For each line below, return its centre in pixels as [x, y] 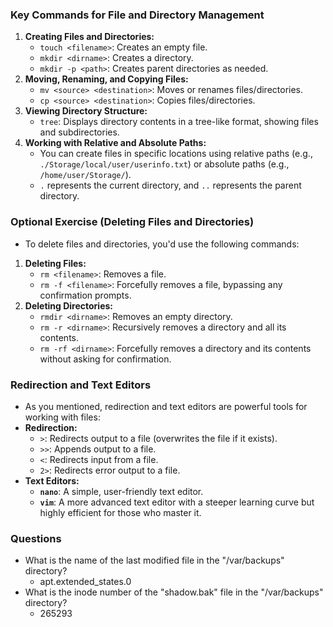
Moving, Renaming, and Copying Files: [106, 79]
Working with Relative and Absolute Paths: [115, 143]
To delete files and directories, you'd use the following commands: [162, 244]
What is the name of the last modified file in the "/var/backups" [154, 560]
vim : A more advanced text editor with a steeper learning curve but [177, 502]
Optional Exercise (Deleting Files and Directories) [132, 222]
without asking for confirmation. [105, 359]
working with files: [62, 417]
